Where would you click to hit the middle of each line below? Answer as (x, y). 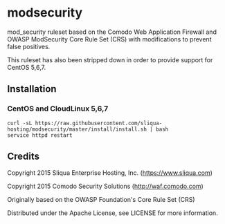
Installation (32, 89)
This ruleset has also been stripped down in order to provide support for (110, 59)
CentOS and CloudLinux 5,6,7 (58, 109)
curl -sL (20, 123)
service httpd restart (40, 135)
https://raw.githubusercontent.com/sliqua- (99, 123)
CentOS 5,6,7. (27, 67)
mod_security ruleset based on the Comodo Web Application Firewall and (112, 32)
